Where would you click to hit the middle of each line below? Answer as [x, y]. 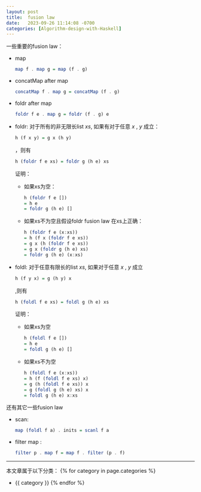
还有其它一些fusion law [35, 407]
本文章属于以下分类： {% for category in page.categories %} [81, 471]
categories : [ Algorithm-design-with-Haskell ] [64, 28]
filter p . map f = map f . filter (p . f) [70, 453]
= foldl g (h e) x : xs [51, 395]
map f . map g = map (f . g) [51, 70]
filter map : [28, 442]
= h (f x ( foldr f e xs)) [56, 238]
